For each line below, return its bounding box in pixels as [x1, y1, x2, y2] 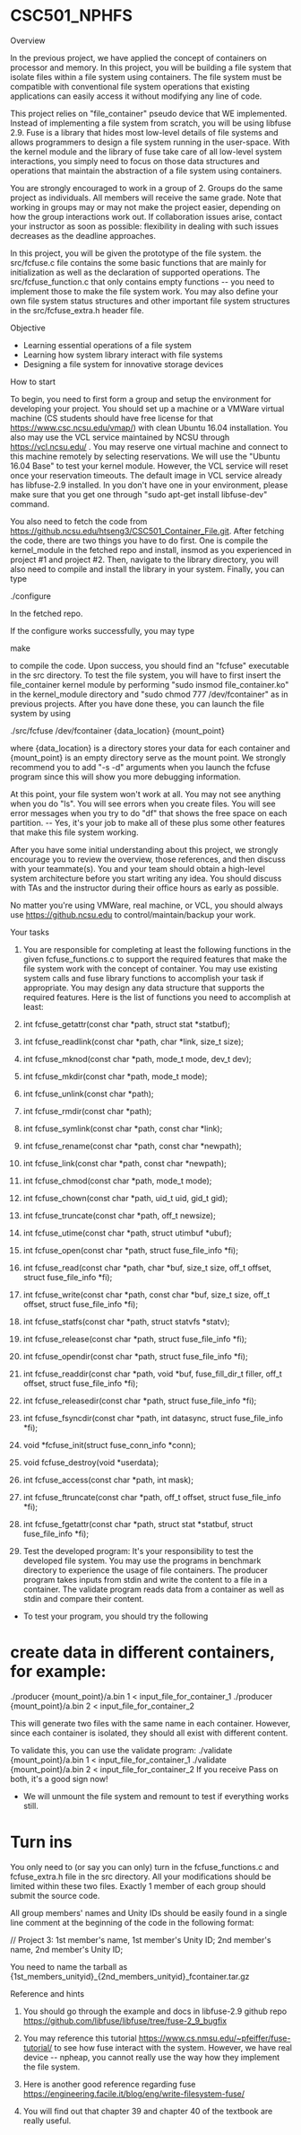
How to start [10, 376, 56, 387]
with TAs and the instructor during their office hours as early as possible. [10, 882, 279, 893]
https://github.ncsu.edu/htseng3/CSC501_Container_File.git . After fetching [10, 525, 285, 536]
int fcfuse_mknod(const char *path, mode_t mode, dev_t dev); [22, 1053, 252, 1064]
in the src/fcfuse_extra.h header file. [10, 304, 144, 315]
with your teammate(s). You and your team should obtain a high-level [10, 863, 265, 874]
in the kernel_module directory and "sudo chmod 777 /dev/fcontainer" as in [10, 689, 288, 699]
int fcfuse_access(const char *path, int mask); [22, 1474, 193, 1485]
